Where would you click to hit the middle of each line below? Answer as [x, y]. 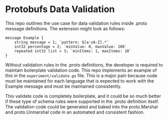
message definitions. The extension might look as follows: [65, 28]
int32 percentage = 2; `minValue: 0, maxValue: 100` [71, 46]
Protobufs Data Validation [60, 9]
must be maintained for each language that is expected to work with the [80, 81]
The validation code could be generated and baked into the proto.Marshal [81, 106]
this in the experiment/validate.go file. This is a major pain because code [81, 75]
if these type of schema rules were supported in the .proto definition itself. [82, 101]
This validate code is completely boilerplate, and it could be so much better [83, 96]
